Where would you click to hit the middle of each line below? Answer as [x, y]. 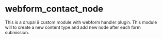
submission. [17, 32]
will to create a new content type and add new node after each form [73, 27]
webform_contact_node [54, 9]
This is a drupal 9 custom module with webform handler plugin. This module [81, 22]
